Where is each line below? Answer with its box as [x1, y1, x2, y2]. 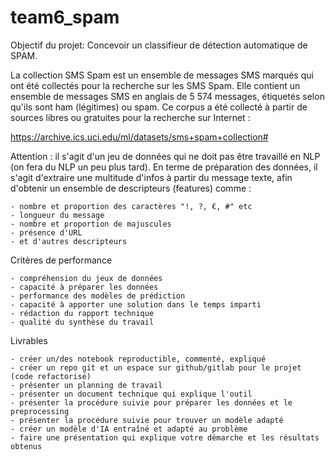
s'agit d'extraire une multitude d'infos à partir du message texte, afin [10, 171, 293, 183]
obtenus [10, 441, 43, 451]
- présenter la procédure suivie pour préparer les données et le [10, 397, 293, 408]
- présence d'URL [10, 227, 83, 238]
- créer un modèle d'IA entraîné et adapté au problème [10, 424, 248, 434]
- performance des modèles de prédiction [10, 291, 186, 301]
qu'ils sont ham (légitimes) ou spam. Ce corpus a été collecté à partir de [10, 101, 308, 113]
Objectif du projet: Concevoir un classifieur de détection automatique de [10, 39, 308, 51]
